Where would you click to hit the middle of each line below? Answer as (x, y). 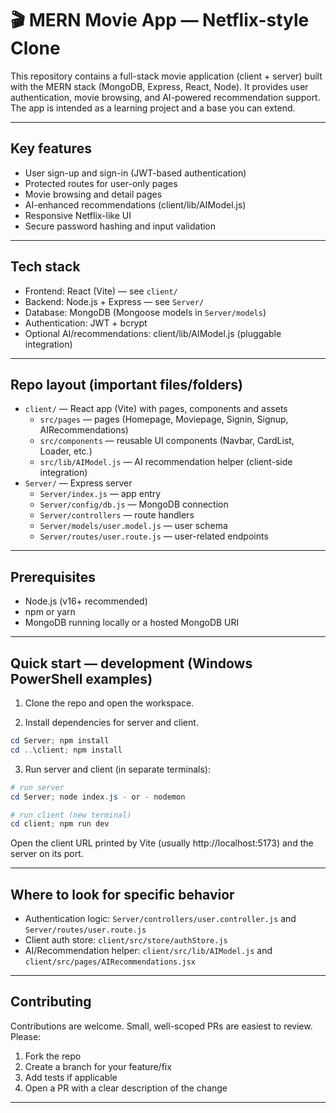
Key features (51, 148)
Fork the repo (53, 1056)
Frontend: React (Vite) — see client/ (101, 291)
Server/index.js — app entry (100, 494)
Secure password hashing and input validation (120, 226)
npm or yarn (50, 612)
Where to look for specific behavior (122, 894)
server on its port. (47, 854)
